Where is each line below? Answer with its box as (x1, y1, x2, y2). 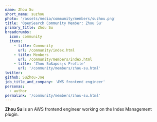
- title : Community (14, 43, 53, 48)
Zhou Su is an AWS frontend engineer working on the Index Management (5, 106, 152, 112)
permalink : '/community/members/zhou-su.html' (5, 93, 101, 98)
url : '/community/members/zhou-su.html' (17, 66, 101, 71)
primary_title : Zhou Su (5, 25, 53, 30)
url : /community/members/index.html (17, 57, 92, 62)
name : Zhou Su (5, 7, 34, 12)
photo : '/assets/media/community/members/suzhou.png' (5, 16, 117, 21)
